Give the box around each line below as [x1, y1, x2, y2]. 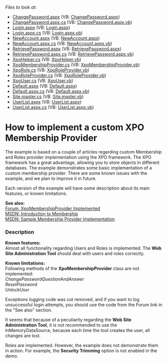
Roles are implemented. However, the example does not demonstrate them [5, 342, 159, 348]
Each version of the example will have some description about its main [5, 185, 150, 191]
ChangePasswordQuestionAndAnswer [5, 276, 84, 282]
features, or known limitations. [5, 190, 67, 196]
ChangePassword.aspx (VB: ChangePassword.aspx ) [12, 14, 120, 19]
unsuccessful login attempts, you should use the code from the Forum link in [5, 302, 163, 308]
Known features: [5, 240, 41, 246]
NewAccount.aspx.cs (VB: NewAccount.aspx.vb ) [12, 40, 113, 46]
